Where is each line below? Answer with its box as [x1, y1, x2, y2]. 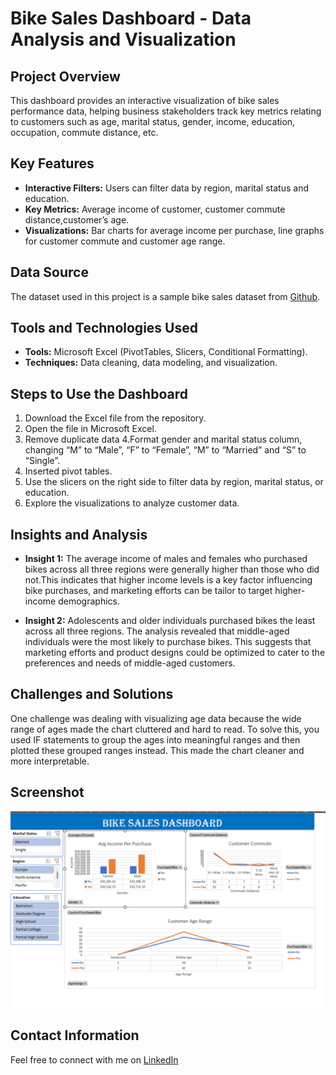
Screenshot [10, 784, 85, 801]
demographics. [58, 595, 120, 607]
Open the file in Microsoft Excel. [24, 423, 157, 435]
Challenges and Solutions [10, 686, 174, 703]
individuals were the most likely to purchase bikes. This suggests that [24, 636, 312, 648]
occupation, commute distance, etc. [10, 127, 159, 138]
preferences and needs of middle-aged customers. [24, 657, 236, 669]
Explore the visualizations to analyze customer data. [24, 497, 240, 509]
